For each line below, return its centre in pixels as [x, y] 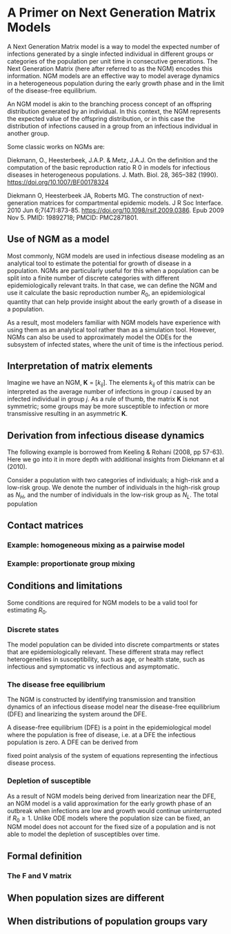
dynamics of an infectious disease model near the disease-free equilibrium [114, 707]
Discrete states [33, 629]
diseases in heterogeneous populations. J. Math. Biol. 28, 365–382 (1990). [113, 175]
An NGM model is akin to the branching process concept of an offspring [110, 104]
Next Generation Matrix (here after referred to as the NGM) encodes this [110, 68]
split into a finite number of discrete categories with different [93, 278]
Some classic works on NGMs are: [56, 146]
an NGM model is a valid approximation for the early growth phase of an [109, 803]
